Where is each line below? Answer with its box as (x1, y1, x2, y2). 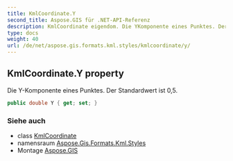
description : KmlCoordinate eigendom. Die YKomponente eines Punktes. (7, 23, 216, 30)
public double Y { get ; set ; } (7, 100, 98, 106)
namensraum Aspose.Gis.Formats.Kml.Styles (17, 139, 146, 147)
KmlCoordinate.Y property (7, 68, 125, 79)
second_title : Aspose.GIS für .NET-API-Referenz (7, 17, 150, 23)
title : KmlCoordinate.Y (7, 10, 76, 17)
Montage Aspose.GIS (17, 146, 78, 154)
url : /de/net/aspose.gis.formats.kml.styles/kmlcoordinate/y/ (7, 42, 191, 49)
